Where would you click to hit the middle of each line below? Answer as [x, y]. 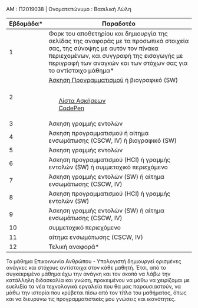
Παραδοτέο [119, 24]
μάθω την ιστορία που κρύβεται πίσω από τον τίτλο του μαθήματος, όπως [96, 293]
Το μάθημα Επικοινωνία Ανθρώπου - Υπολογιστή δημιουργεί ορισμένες [94, 261]
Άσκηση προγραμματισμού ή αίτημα [99, 133]
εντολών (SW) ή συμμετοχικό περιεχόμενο [108, 167]
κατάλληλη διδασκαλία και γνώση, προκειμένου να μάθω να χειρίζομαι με [98, 280]
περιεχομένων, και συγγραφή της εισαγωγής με [116, 56]
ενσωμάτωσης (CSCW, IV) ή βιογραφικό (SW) [113, 140]
